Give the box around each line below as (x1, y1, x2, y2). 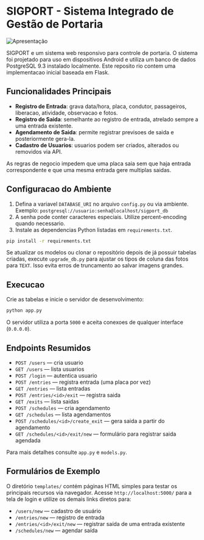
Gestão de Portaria (6, 17, 104, 31)
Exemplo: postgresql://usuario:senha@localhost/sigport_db (15, 206, 169, 214)
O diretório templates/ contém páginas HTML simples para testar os (6, 482, 178, 489)
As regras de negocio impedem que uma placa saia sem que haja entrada (6, 160, 191, 167)
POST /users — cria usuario (15, 359, 84, 366)
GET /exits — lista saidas (15, 398, 79, 405)
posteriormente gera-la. (15, 135, 76, 142)
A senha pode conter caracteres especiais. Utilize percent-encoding (15, 213, 187, 220)
